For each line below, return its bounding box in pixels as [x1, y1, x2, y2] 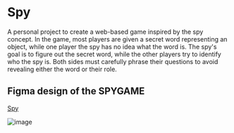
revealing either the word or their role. [7, 65, 118, 73]
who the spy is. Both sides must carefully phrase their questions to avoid [7, 57, 218, 65]
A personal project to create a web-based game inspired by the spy [7, 27, 204, 36]
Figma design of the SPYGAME [7, 85, 145, 97]
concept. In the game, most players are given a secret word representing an [7, 34, 228, 43]
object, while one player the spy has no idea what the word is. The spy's [7, 42, 217, 51]
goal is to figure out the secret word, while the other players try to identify [7, 50, 222, 58]
